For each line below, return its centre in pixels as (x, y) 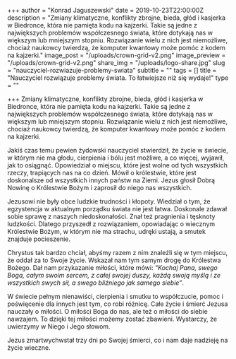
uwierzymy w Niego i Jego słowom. (59, 326)
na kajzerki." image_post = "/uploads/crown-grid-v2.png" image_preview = (117, 55)
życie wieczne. (29, 348)
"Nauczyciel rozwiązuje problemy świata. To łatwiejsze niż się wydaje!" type (118, 78)
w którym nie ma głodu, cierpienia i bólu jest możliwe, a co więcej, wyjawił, (116, 158)
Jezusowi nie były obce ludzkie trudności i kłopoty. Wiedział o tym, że (109, 201)
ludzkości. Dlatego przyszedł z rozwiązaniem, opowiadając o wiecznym (111, 224)
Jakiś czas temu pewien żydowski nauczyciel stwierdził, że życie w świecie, (118, 150)
